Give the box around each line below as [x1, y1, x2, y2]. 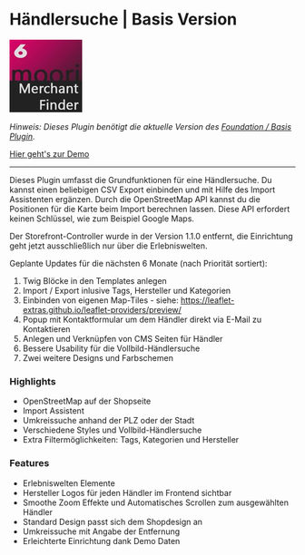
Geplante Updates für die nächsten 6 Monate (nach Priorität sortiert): [9, 258, 268, 268]
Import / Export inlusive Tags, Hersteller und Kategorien [22, 285, 231, 296]
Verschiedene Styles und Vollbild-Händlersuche [22, 424, 202, 435]
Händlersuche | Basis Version [9, 9, 238, 30]
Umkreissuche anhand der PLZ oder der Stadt [22, 415, 195, 426]
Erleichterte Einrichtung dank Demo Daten [22, 535, 181, 546]
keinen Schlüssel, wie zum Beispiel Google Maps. [9, 213, 195, 224]
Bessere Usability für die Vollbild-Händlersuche [22, 343, 201, 354]
